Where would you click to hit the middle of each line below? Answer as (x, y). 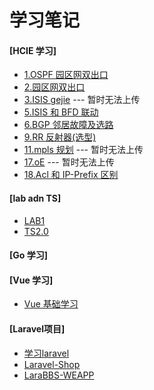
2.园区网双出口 (54, 87)
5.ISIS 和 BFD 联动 (61, 112)
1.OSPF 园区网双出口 (66, 75)
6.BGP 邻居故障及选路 (68, 125)
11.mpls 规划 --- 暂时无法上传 (83, 150)
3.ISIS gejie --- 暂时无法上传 (82, 100)
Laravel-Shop (52, 364)
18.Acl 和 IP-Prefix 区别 (71, 175)
